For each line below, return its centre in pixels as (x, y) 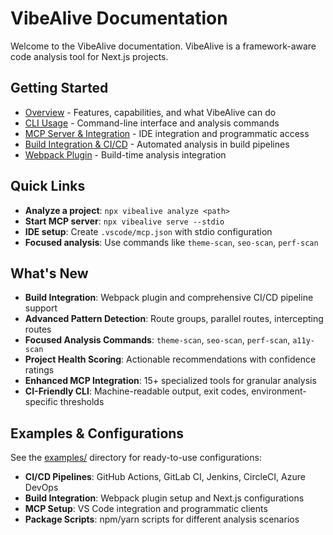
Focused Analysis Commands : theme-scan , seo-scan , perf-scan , (157, 340)
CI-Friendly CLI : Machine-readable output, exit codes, (137, 391)
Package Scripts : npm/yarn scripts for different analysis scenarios (162, 519)
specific (41, 402)
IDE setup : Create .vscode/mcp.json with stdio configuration (148, 231)
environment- (279, 391)
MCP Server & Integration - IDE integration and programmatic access (167, 133)
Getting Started (59, 88)
